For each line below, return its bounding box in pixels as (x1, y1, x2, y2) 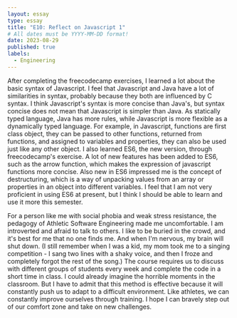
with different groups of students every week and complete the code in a (7, 265, 221, 273)
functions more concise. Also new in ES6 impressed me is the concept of (7, 167, 222, 175)
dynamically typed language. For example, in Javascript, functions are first (7, 122, 226, 130)
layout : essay (7, 10, 50, 18)
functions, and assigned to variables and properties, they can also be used (7, 137, 226, 145)
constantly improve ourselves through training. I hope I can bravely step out (7, 294, 229, 303)
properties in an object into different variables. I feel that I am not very (7, 183, 212, 191)
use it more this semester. (7, 198, 83, 206)
